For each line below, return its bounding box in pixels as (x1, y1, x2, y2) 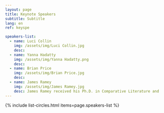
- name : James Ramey (9, 80, 52, 85)
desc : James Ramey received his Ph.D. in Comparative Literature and (14, 89, 160, 93)
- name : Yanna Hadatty (9, 52, 56, 57)
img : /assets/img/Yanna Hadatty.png (14, 57, 89, 62)
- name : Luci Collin (9, 39, 52, 44)
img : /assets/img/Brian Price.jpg (14, 70, 84, 76)
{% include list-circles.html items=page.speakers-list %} (5, 102, 119, 108)
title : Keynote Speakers (5, 12, 56, 17)
